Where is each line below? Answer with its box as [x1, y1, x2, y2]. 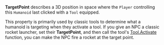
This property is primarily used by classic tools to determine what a [5, 19, 141, 24]
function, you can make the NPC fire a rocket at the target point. [5, 34, 135, 40]
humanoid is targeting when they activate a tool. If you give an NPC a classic [5, 24, 160, 30]
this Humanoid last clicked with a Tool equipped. [5, 9, 100, 15]
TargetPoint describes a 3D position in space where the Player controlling [5, 4, 155, 10]
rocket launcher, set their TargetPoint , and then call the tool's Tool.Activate [5, 29, 157, 35]
